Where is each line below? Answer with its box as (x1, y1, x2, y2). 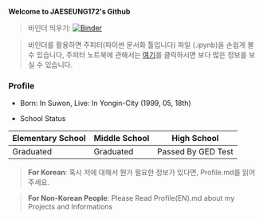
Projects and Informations (27, 202, 113, 212)
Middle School (93, 133, 150, 144)
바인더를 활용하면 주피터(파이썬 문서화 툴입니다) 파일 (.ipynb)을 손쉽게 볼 (27, 40, 254, 49)
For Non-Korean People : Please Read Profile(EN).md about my (27, 194, 235, 203)
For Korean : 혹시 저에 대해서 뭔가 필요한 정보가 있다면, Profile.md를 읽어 (27, 167, 256, 178)
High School (171, 133, 219, 144)
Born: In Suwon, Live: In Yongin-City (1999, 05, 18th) (19, 99, 191, 108)
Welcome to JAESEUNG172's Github (8, 7, 131, 16)
